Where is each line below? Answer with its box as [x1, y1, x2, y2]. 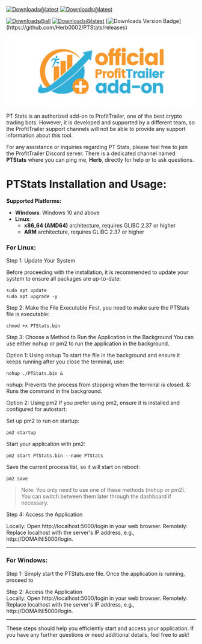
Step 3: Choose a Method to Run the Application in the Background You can [6, 334, 194, 341]
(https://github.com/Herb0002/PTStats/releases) [6, 24, 127, 31]
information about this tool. [6, 132, 73, 139]
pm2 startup [6, 430, 36, 436]
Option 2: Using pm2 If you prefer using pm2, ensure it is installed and [6, 399, 180, 407]
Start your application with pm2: [6, 441, 86, 448]
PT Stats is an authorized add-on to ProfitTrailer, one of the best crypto [6, 112, 182, 120]
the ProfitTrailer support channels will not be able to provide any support [6, 126, 186, 133]
